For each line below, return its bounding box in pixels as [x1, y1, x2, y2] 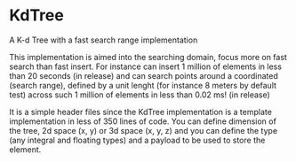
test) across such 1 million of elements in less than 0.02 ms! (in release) [9, 89, 271, 100]
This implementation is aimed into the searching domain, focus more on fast [9, 51, 287, 62]
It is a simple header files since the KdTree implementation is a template [9, 106, 273, 117]
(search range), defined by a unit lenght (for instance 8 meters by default [9, 80, 277, 90]
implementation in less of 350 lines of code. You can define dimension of [9, 116, 277, 127]
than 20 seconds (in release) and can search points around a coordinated [9, 70, 278, 81]
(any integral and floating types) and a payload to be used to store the [9, 135, 266, 145]
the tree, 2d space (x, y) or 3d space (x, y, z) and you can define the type [9, 125, 278, 135]
